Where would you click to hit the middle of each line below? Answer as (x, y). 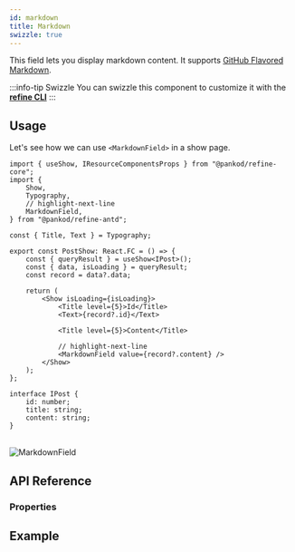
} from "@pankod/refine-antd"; (68, 220)
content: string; (58, 418)
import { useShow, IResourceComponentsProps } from (109, 164)
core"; (22, 172)
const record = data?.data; (78, 276)
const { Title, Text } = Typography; (81, 236)
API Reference (51, 481)
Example (34, 536)
